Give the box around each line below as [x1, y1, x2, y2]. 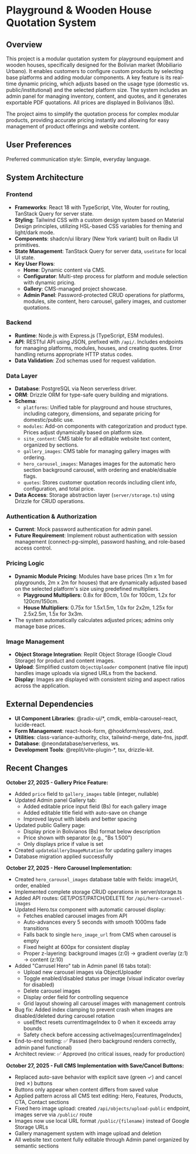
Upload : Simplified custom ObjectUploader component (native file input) [14, 663, 189, 670]
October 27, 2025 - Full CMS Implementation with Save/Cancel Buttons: [6, 1062, 184, 1069]
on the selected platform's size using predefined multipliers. [14, 585, 160, 592]
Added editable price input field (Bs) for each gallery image [23, 802, 167, 810]
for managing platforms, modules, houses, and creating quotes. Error [14, 344, 182, 351]
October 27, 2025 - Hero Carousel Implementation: [6, 864, 132, 871]
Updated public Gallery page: [14, 821, 86, 828]
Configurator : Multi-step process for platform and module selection [23, 272, 188, 280]
